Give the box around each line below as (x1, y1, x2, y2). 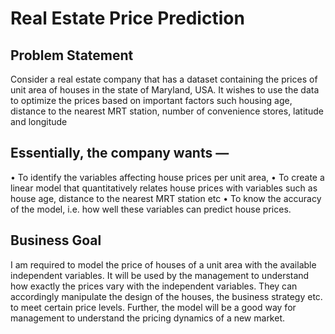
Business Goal (10, 232, 102, 249)
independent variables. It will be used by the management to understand (10, 269, 310, 281)
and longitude (10, 116, 68, 127)
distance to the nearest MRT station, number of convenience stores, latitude (10, 105, 324, 117)
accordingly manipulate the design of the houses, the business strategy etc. (10, 290, 323, 302)
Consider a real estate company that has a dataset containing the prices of (10, 73, 318, 85)
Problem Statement (10, 47, 134, 64)
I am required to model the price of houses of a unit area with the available (10, 258, 317, 271)
